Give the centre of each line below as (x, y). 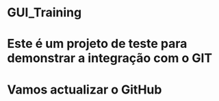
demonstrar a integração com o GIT (110, 58)
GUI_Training (44, 13)
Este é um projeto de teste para (97, 44)
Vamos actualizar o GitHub (85, 89)
